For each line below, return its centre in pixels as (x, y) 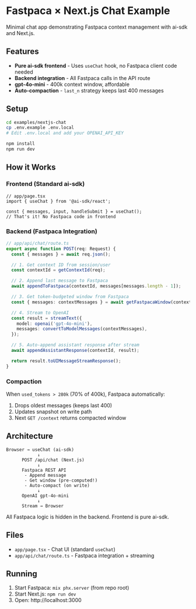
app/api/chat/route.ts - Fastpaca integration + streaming (84, 555)
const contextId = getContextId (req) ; (59, 270)
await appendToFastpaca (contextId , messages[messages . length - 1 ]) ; (96, 286)
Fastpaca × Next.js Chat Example (88, 11)
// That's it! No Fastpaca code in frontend (61, 217)
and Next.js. (20, 33)
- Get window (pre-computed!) (61, 480)
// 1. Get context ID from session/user (61, 265)
